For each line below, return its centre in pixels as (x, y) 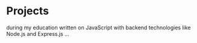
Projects (28, 11)
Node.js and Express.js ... (38, 33)
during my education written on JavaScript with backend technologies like (98, 27)
